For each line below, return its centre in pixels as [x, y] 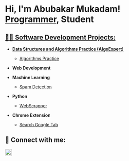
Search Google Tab [39, 125]
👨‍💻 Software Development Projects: [60, 37]
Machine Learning [31, 77]
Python [20, 96]
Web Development [31, 68]
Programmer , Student [49, 19]
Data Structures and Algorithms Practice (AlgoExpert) [68, 49]
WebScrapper [33, 106]
